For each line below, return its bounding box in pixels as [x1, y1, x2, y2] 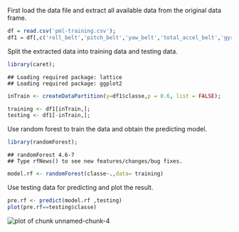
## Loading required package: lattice [7, 74, 122, 81]
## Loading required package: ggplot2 [7, 80, 122, 87]
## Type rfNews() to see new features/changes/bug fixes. [7, 158, 183, 165]
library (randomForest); [7, 138, 78, 146]
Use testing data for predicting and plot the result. [7, 183, 154, 191]
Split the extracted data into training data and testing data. [7, 46, 178, 56]
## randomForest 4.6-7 [7, 151, 75, 159]
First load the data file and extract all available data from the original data [7, 6, 222, 14]
